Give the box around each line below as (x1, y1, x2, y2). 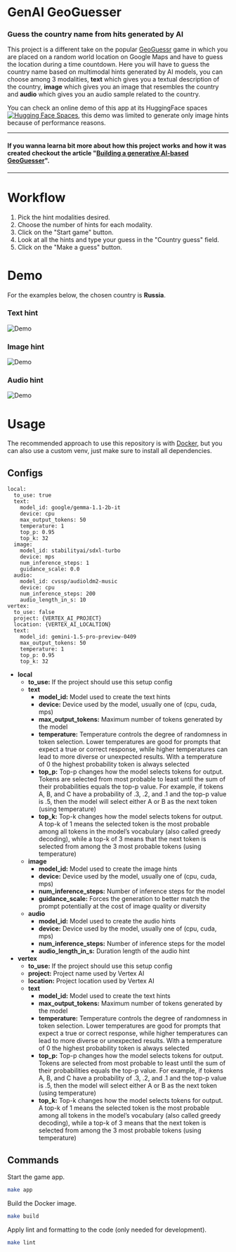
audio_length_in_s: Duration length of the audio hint (38, 947, 190, 955)
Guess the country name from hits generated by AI (7, 30, 184, 39)
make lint (7, 1239, 37, 1246)
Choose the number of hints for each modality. (17, 220, 153, 229)
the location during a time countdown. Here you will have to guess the (7, 60, 210, 69)
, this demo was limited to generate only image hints (78, 111, 229, 120)
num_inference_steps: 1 (20, 560, 90, 567)
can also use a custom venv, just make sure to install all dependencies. (7, 447, 212, 455)
